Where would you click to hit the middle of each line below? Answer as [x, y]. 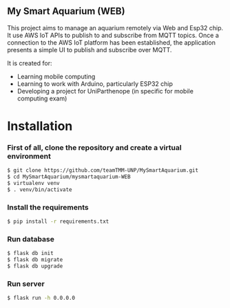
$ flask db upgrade [35, 266]
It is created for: [30, 63]
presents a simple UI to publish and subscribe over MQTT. [90, 49]
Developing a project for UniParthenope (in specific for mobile [105, 91]
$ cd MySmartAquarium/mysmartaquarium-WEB [69, 177]
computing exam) [42, 98]
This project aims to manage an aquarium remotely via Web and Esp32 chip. [115, 27]
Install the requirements [48, 207]
